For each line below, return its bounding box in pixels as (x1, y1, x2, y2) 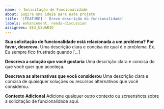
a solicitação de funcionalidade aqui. (5, 98, 80, 104)
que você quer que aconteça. (5, 64, 65, 70)
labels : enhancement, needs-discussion (5, 21, 87, 26)
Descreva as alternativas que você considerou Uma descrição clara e (5, 73, 149, 79)
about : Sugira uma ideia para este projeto (5, 12, 96, 17)
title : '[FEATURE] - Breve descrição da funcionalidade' (5, 16, 124, 21)
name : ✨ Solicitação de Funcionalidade (5, 7, 87, 12)
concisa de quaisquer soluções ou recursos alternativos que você (5, 79, 138, 85)
